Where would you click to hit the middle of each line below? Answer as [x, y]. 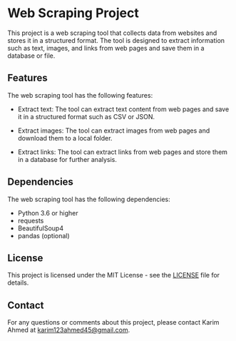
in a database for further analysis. [67, 159]
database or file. [31, 56]
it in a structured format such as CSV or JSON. [86, 116]
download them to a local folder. [65, 138]
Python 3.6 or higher [48, 213]
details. [18, 283]
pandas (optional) [43, 235]
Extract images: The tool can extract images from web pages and [114, 131]
